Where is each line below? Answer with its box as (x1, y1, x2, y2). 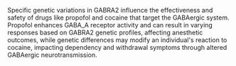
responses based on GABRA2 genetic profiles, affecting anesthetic (7, 28, 203, 37)
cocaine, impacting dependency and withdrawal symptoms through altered (7, 44, 227, 51)
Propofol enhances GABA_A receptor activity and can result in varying (7, 21, 213, 29)
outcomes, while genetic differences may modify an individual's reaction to (7, 36, 227, 44)
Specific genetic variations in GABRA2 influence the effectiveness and (7, 6, 213, 14)
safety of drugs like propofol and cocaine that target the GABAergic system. (7, 13, 230, 22)
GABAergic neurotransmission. (7, 51, 97, 59)
